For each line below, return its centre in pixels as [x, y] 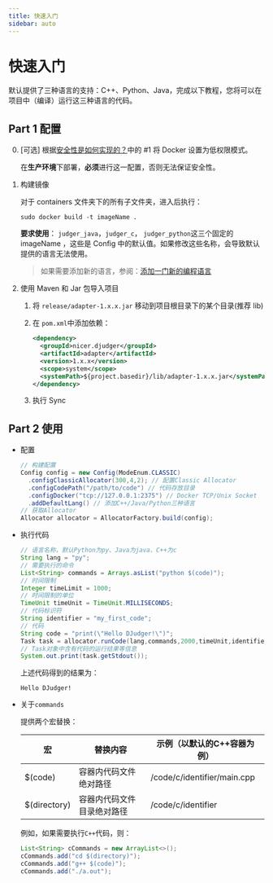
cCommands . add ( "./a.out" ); [66, 871]
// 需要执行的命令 [47, 565]
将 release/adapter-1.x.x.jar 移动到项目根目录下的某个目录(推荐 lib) [148, 305]
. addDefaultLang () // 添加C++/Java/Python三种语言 [112, 503]
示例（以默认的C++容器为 [206, 744]
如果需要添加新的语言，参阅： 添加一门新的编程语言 [126, 271]
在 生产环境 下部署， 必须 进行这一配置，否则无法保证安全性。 [120, 167]
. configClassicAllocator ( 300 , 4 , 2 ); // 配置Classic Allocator [132, 480]
